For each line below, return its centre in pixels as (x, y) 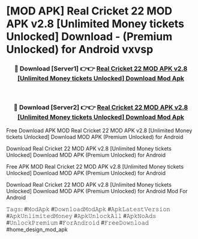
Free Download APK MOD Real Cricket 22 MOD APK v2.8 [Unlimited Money (99, 130)
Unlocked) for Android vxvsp (80, 50)
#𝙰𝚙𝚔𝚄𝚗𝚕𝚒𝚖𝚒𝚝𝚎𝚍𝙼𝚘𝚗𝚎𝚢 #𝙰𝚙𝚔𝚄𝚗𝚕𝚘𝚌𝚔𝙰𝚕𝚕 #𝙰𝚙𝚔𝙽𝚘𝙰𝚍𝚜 (81, 216)
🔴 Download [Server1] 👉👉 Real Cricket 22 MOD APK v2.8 (101, 69)
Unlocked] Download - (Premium (89, 37)
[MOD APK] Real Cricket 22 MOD (89, 11)
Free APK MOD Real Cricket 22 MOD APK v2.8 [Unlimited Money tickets (95, 166)
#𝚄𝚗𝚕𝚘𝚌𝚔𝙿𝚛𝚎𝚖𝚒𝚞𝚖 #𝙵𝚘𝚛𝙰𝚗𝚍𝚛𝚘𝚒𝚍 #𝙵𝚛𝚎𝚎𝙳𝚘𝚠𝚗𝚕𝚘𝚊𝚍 (77, 222)
